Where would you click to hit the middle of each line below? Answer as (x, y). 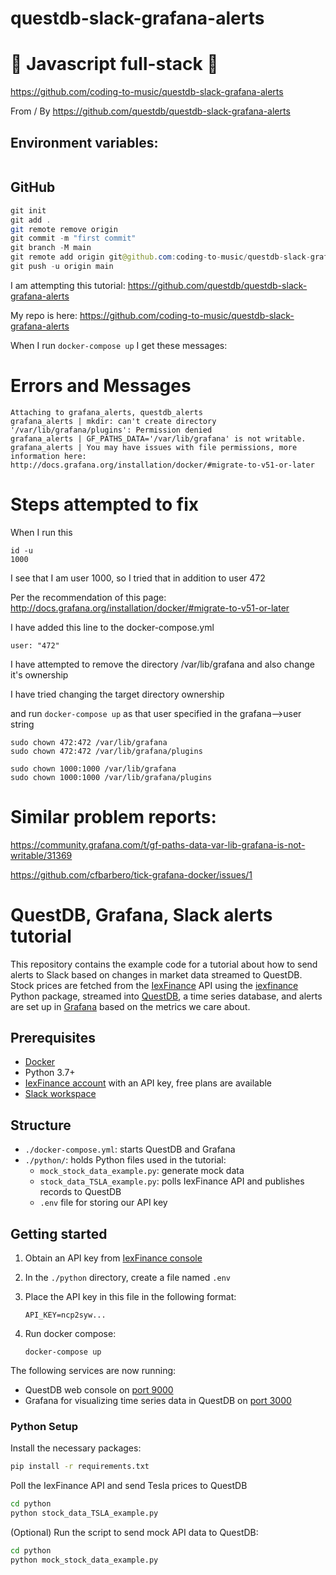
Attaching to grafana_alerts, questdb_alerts (106, 412)
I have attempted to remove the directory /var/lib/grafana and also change (162, 664)
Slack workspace (60, 1094)
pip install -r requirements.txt (80, 1467)
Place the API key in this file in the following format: (130, 1297)
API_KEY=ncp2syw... (65, 1315)
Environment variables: (84, 142)
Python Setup (44, 1426)
